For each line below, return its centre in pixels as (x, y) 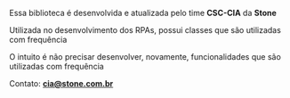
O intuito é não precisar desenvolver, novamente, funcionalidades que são (145, 57)
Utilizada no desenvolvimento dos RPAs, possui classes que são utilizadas (145, 30)
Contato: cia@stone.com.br (61, 83)
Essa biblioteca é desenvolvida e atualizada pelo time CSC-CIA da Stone (143, 13)
